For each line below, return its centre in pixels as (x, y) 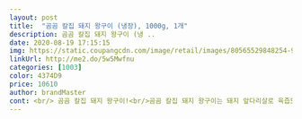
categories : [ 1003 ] (46, 68)
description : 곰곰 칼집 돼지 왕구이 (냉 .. (82, 34)
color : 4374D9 (36, 76)
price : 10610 (34, 84)
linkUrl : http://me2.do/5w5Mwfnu (72, 59)
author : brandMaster (48, 92)
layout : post (34, 17)
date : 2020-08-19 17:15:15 (60, 42)
